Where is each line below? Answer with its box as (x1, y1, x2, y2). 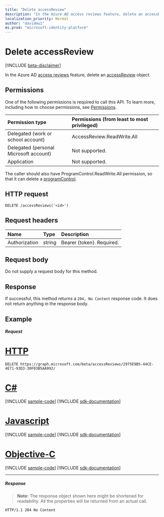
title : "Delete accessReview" (5, 7, 67, 12)
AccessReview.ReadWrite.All (71, 133, 138, 140)
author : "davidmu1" (5, 21, 45, 26)
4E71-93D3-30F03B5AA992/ (5, 366, 56, 371)
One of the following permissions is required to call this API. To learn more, (5, 99, 156, 105)
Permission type (7, 119, 47, 125)
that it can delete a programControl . (5, 176, 77, 182)
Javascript (5, 415, 50, 427)
